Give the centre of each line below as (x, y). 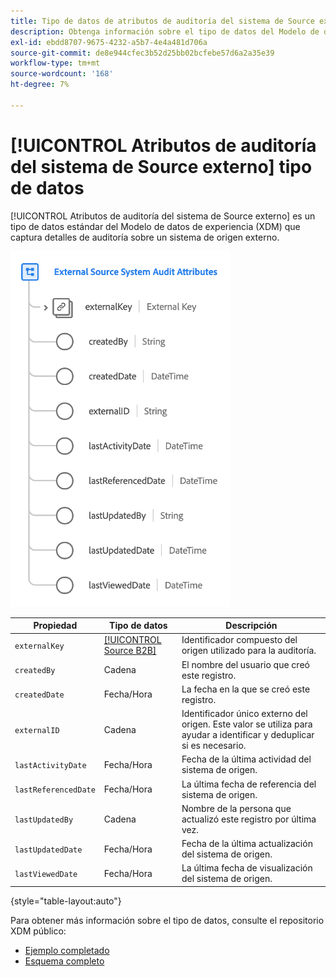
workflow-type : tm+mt (55, 63)
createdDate (39, 695)
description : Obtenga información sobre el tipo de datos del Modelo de (165, 31)
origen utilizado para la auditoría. (249, 651)
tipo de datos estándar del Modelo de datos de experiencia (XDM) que (155, 226)
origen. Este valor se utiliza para (247, 724)
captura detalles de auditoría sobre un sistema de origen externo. (145, 237)
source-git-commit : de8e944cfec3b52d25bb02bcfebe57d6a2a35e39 (142, 53)
